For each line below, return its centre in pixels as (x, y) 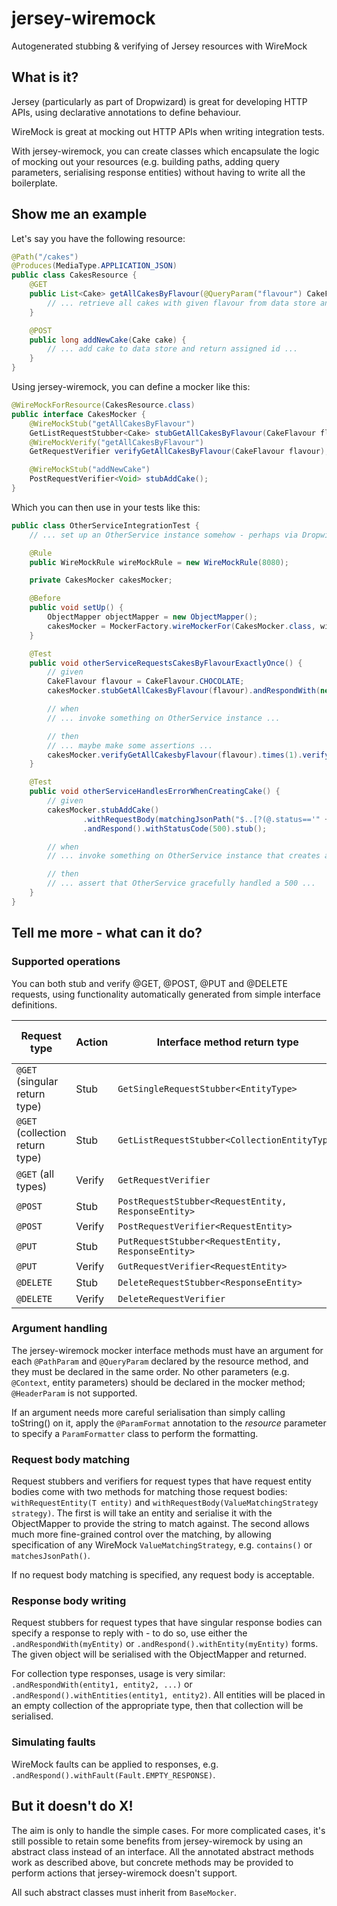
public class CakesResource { (74, 275)
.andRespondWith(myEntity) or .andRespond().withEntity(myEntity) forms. (165, 1644)
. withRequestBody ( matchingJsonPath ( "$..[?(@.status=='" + (206, 819)
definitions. (34, 1004)
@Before (45, 598)
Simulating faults (53, 1742)
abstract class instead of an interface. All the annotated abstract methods (162, 1851)
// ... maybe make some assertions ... (130, 745)
